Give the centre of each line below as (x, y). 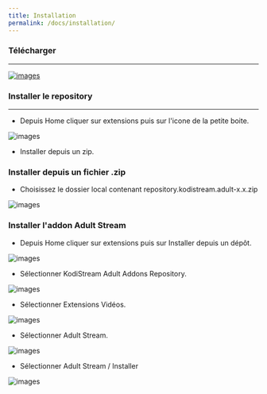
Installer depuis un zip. (57, 152)
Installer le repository (50, 96)
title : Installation (43, 15)
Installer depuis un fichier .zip (67, 172)
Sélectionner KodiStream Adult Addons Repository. (103, 273)
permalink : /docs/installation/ (62, 23)
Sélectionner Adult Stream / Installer (79, 365)
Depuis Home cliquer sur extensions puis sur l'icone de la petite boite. (134, 121)
